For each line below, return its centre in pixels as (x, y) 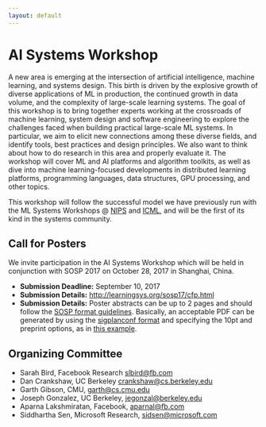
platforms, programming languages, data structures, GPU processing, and (129, 178)
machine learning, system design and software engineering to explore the (129, 119)
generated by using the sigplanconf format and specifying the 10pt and (136, 320)
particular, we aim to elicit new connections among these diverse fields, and (133, 136)
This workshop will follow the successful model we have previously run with (132, 202)
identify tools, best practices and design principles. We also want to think (128, 144)
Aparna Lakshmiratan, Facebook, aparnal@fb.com (102, 406)
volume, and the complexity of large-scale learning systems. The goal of (127, 102)
